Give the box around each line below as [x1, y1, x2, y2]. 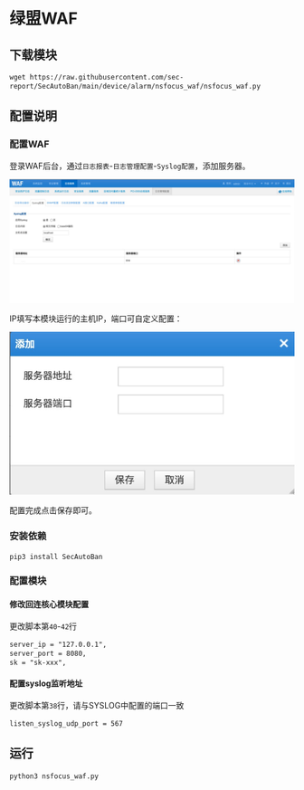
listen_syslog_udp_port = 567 [9, 719, 124, 728]
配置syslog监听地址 [9, 678, 83, 689]
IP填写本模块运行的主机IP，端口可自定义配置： [9, 313, 183, 324]
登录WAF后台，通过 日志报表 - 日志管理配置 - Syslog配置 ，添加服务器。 [9, 160, 251, 171]
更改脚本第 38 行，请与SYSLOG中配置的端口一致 [9, 700, 185, 710]
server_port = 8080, [9, 649, 88, 658]
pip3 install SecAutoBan [9, 552, 103, 561]
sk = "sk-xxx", [9, 658, 67, 667]
